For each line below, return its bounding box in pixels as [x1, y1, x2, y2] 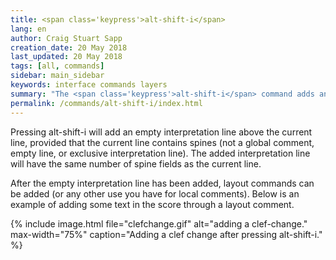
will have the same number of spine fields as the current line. [10, 157, 262, 170]
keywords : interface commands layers [10, 80, 168, 90]
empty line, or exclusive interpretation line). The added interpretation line [10, 147, 311, 159]
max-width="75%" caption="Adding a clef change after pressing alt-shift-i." [10, 228, 323, 240]
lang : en [10, 24, 47, 34]
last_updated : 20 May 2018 [10, 52, 123, 62]
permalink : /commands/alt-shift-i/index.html [10, 98, 203, 108]
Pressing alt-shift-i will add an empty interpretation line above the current [10, 126, 313, 138]
